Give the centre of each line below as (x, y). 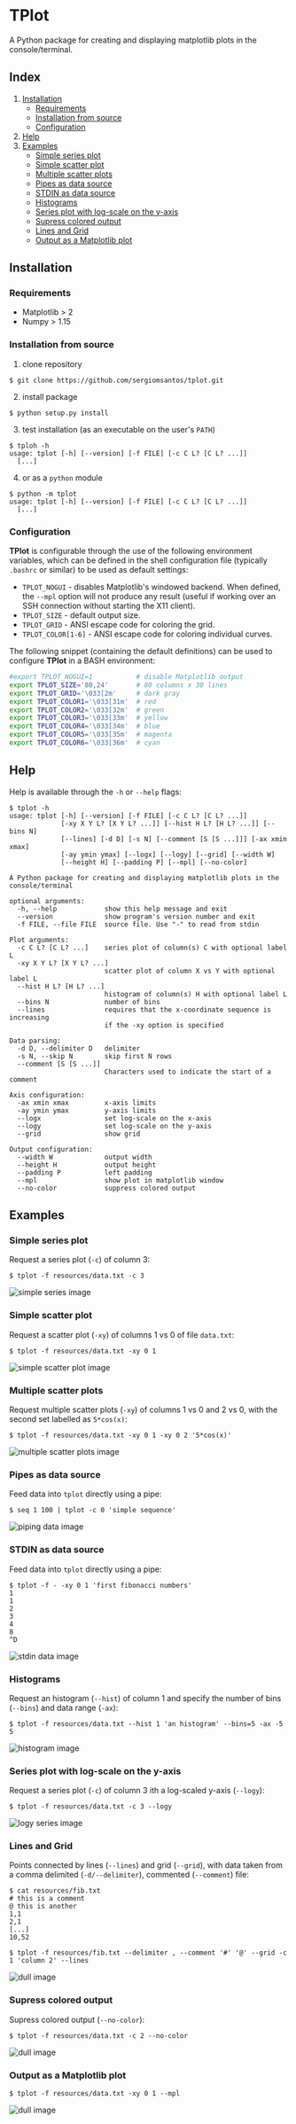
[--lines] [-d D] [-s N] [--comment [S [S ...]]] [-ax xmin (174, 839)
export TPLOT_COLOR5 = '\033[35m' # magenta (91, 735)
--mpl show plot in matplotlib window (121, 1180)
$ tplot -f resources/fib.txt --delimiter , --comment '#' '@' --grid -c (148, 1953)
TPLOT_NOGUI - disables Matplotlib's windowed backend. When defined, (151, 587)
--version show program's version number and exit (136, 917)
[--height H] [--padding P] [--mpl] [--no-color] (154, 862)
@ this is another (43, 1907)
